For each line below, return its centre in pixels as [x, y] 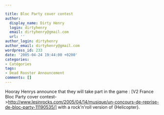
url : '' [17, 37]
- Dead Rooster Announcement [35, 73]
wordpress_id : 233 [24, 50]
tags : [11, 69]
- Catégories [18, 64]
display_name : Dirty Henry [37, 23]
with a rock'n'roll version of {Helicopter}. [99, 107]
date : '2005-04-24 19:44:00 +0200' [41, 55]
